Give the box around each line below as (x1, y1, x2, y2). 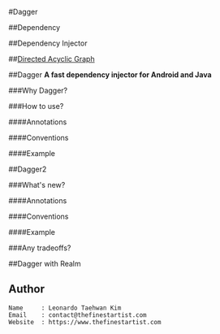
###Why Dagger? (8, 85, 67, 95)
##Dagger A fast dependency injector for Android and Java (8, 70, 213, 80)
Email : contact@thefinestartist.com (8, 310, 148, 319)
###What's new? (8, 180, 66, 189)
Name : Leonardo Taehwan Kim (8, 304, 122, 312)
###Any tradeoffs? (8, 243, 71, 253)
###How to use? (8, 102, 64, 111)
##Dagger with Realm (8, 259, 81, 268)
